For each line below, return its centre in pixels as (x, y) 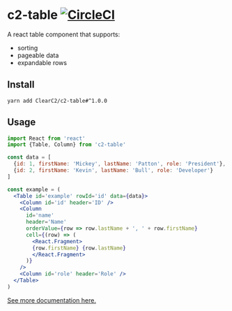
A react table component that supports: (64, 34)
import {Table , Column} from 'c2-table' (67, 145)
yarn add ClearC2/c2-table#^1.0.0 (57, 101)
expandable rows (42, 62)
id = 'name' (40, 216)
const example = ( (34, 189)
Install (21, 85)
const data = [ (29, 157)
